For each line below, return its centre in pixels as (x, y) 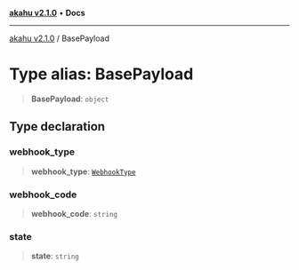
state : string (55, 256)
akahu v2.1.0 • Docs (48, 13)
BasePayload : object (70, 99)
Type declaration (57, 127)
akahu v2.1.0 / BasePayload (59, 38)
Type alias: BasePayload (101, 74)
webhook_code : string (74, 213)
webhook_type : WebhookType (83, 171)
